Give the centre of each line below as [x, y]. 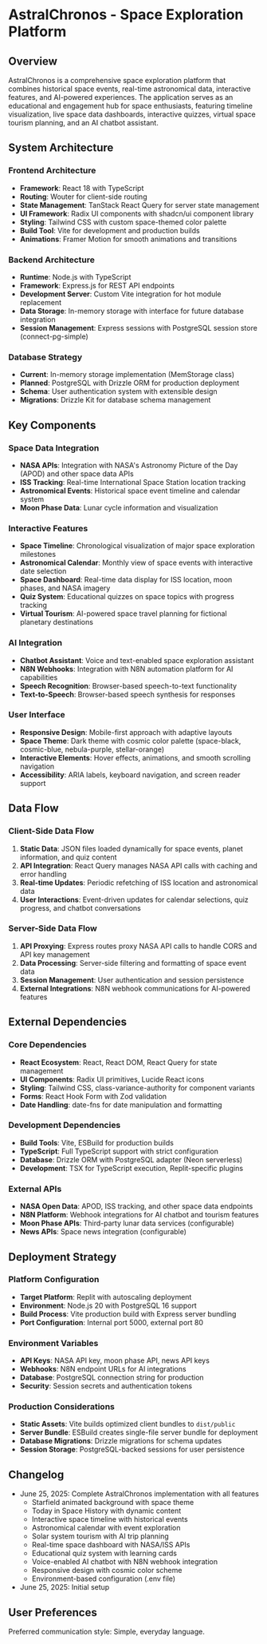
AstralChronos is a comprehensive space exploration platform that [117, 80]
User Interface [37, 715]
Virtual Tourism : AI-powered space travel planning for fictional [123, 614]
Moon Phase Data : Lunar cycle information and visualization [119, 507]
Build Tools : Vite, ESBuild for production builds [96, 1142]
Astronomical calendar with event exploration [106, 1528]
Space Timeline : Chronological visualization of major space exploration [137, 546]
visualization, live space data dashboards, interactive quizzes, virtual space [132, 114]
